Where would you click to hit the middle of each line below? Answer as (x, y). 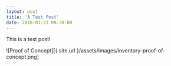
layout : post (22, 11)
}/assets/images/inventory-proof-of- (121, 51)
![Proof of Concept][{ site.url (41, 51)
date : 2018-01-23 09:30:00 (39, 22)
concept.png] (23, 57)
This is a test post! (29, 39)
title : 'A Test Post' (33, 17)
